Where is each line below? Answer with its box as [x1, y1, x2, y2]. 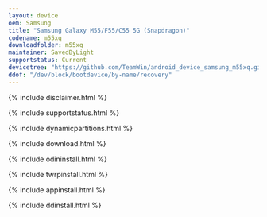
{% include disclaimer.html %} [8, 92, 107, 102]
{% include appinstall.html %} [8, 184, 106, 195]
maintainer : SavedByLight [8, 48, 94, 56]
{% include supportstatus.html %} [8, 108, 120, 118]
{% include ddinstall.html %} [8, 200, 102, 210]
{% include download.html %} [8, 138, 106, 148]
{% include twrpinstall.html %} [8, 169, 109, 179]
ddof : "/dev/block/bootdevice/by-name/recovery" [8, 71, 172, 79]
